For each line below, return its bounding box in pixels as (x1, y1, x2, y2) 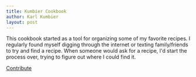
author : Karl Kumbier (6, 14, 59, 20)
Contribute (6, 65, 32, 72)
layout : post (6, 19, 38, 25)
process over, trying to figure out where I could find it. (6, 53, 136, 61)
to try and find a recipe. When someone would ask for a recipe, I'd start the (6, 47, 187, 54)
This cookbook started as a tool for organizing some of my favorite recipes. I (6, 35, 191, 42)
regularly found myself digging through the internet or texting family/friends (6, 41, 188, 48)
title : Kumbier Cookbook (6, 8, 67, 14)
